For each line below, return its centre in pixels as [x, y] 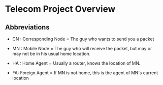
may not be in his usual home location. [51, 54]
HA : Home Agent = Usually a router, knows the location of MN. [76, 63]
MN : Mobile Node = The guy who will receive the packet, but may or [82, 48]
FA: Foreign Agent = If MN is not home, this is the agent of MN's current [85, 73]
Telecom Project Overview [60, 9]
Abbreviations [27, 27]
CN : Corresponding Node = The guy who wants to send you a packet [83, 39]
